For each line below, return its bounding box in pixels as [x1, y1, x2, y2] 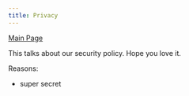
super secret [19, 79, 62, 88]
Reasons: [8, 64, 39, 73]
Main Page [8, 33, 43, 42]
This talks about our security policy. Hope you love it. [8, 48, 182, 57]
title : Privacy [8, 11, 59, 20]
